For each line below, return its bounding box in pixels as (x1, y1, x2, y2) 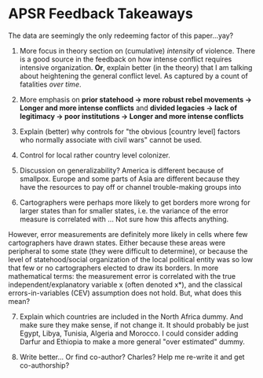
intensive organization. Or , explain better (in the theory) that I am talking (19, 62, 253, 72)
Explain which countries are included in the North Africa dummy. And (19, 312, 243, 321)
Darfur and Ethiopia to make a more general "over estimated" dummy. (19, 336, 246, 346)
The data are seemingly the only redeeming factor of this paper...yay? (8, 31, 234, 40)
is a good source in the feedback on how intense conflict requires (19, 54, 232, 64)
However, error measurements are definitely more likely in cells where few (8, 229, 249, 239)
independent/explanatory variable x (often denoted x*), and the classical (8, 280, 243, 289)
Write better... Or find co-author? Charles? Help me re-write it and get (19, 352, 245, 361)
